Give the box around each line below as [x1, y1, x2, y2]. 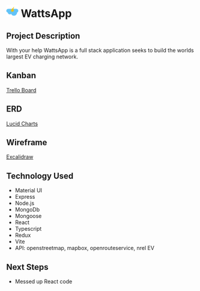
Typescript [14, 225, 42, 233]
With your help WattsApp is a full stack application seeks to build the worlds [6, 47, 194, 54]
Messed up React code [14, 278, 73, 285]
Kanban [6, 70, 37, 81]
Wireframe [6, 137, 47, 148]
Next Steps [6, 261, 49, 272]
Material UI [14, 187, 43, 194]
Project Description [6, 31, 80, 41]
